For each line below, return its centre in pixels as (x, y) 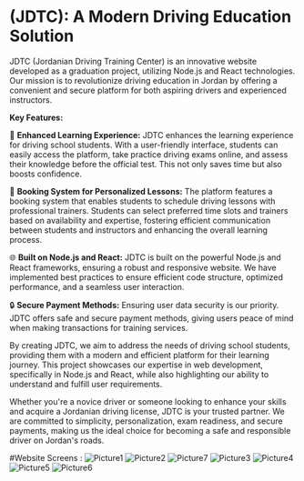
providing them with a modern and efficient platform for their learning (140, 355)
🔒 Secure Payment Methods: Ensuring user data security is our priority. (144, 305)
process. (26, 239)
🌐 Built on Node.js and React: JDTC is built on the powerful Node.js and (146, 257)
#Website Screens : (46, 457)
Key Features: (36, 117)
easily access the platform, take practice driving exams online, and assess (149, 154)
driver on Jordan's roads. (57, 440)
